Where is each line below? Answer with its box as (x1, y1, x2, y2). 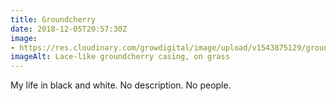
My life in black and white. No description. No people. (10, 79, 232, 91)
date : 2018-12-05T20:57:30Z (10, 24, 128, 34)
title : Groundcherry (10, 14, 97, 25)
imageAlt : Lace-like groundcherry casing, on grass (10, 52, 230, 62)
